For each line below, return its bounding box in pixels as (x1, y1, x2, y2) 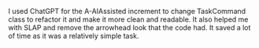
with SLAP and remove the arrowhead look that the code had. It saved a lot (8, 23, 251, 32)
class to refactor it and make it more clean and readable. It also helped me (8, 15, 249, 24)
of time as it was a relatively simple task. (8, 31, 139, 40)
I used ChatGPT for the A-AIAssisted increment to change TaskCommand (8, 7, 246, 15)
